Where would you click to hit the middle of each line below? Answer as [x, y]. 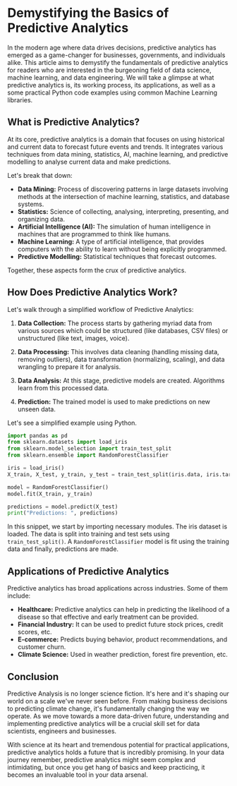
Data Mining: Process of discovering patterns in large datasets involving [123, 189]
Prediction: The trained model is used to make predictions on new [114, 401]
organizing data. [41, 219]
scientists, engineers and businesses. [62, 731]
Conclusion [33, 676]
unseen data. [37, 409]
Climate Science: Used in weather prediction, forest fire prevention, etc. [122, 655]
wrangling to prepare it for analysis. [69, 367]
